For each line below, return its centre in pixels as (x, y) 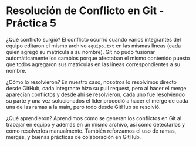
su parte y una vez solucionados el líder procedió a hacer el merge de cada (97, 100)
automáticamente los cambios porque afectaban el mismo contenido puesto (98, 58)
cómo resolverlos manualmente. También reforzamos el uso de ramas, (91, 131)
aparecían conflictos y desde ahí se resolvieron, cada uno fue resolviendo (95, 94)
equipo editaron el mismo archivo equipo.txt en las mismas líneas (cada (94, 46)
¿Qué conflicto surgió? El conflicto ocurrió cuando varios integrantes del (94, 39)
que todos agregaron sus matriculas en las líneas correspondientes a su (93, 64)
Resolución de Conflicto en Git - (85, 11)
